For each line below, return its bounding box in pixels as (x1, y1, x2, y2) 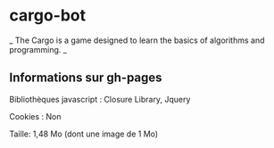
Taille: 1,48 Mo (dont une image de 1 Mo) (9, 128, 159, 139)
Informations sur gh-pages (9, 70, 162, 86)
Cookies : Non (9, 111, 62, 121)
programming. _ (9, 44, 67, 54)
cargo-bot (9, 5, 87, 26)
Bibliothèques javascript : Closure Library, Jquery (9, 94, 191, 104)
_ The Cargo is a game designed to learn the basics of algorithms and (9, 35, 265, 45)
